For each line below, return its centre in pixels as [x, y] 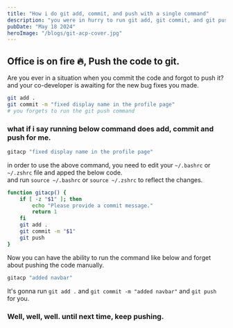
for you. [18, 298]
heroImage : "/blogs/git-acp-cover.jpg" [65, 33]
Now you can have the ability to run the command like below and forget [109, 257]
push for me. [29, 138]
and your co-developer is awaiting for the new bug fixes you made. [103, 85]
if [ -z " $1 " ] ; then [51, 199]
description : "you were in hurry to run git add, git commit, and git [111, 20]
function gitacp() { [37, 192]
